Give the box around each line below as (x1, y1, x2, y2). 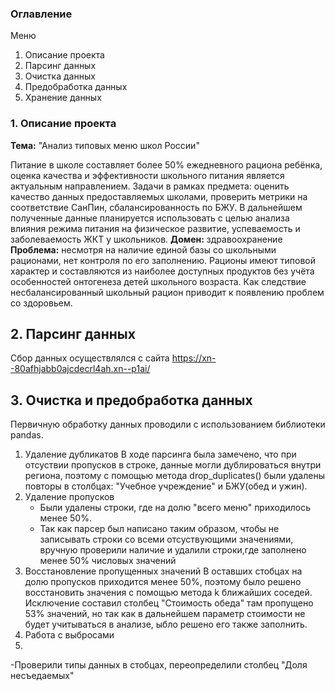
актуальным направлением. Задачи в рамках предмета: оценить (10, 180, 290, 192)
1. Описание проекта (10, 117, 117, 131)
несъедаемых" (10, 670, 75, 682)
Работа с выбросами (24, 629, 115, 641)
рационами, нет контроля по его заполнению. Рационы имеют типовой (10, 254, 317, 266)
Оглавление (10, 7, 73, 21)
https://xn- (171, 352, 217, 364)
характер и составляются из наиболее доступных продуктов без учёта (10, 265, 315, 277)
